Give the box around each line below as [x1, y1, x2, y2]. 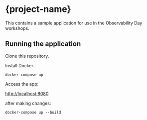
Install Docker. [5, 62, 35, 68]
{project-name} [5, 3, 71, 15]
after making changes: [5, 100, 51, 106]
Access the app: [5, 81, 39, 87]
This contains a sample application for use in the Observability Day [5, 20, 143, 26]
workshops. [5, 25, 29, 31]
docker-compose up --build [5, 110, 61, 115]
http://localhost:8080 [5, 91, 49, 97]
